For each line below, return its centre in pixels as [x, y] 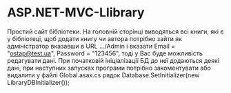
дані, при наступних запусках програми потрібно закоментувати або [109, 68]
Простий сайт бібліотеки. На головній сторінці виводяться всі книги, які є [115, 31]
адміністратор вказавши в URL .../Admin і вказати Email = [91, 46]
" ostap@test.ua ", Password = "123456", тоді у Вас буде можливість [105, 53]
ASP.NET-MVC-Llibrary [76, 13]
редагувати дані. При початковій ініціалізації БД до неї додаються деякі [113, 60]
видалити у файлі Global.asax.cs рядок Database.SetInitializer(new [103, 75]
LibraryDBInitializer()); [39, 82]
